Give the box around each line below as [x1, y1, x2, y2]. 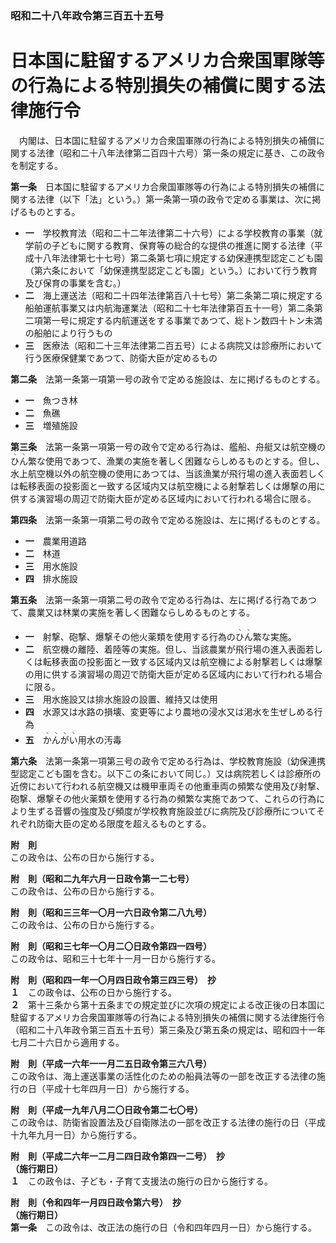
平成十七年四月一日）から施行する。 [44, 1082, 195, 1094]
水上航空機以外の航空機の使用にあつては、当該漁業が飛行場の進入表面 [10, 467, 300, 479]
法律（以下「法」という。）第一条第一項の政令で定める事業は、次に [36, 193, 313, 205]
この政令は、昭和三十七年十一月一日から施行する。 [10, 952, 221, 964]
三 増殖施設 [24, 419, 78, 431]
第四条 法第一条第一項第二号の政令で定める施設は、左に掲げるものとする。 [10, 513, 326, 526]
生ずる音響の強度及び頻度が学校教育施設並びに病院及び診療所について [27, 805, 317, 817]
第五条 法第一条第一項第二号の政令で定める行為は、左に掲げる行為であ [10, 593, 308, 606]
